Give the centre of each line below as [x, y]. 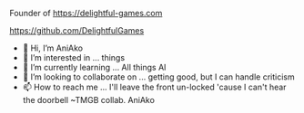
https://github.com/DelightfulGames [77, 30]
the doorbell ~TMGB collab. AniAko [88, 100]
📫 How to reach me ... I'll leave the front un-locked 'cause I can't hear [154, 87]
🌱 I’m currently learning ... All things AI [94, 67]
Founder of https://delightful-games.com [86, 13]
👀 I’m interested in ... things [74, 57]
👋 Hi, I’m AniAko [53, 48]
